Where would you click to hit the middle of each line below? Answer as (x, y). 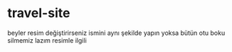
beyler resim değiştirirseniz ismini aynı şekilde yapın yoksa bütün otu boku (116, 33)
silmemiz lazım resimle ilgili (47, 40)
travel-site (39, 13)
